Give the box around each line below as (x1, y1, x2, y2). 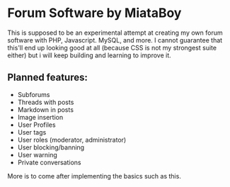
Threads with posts (17, 98, 74, 106)
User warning (17, 150, 58, 159)
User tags (17, 127, 47, 136)
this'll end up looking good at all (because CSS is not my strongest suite (7, 43, 217, 52)
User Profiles (17, 120, 56, 129)
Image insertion (17, 113, 64, 121)
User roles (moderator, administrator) (17, 135, 127, 144)
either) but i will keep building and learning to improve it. (7, 51, 171, 59)
